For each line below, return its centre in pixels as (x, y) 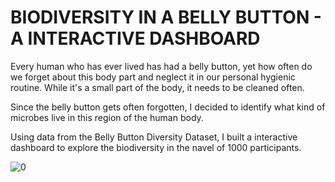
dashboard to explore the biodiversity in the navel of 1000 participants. (156, 147)
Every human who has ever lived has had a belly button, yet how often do (161, 66)
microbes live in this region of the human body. (107, 117)
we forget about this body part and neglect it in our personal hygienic (153, 77)
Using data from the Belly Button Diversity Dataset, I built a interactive (154, 137)
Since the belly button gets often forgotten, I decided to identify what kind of (168, 107)
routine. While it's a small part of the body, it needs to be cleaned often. (157, 87)
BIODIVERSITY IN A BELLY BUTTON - (166, 17)
